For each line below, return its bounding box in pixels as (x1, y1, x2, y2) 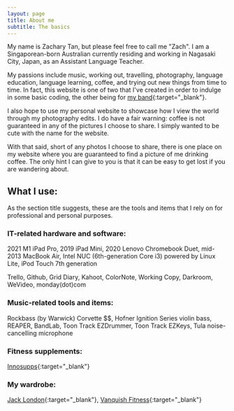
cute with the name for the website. (7, 129, 110, 137)
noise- (207, 321, 226, 330)
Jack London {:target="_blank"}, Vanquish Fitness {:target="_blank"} (7, 396, 203, 404)
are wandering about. (7, 165, 69, 174)
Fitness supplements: (7, 346, 82, 356)
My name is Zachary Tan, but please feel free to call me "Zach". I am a (7, 43, 210, 51)
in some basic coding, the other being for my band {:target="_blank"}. (7, 93, 207, 102)
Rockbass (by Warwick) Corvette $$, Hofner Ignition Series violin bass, (7, 314, 212, 322)
